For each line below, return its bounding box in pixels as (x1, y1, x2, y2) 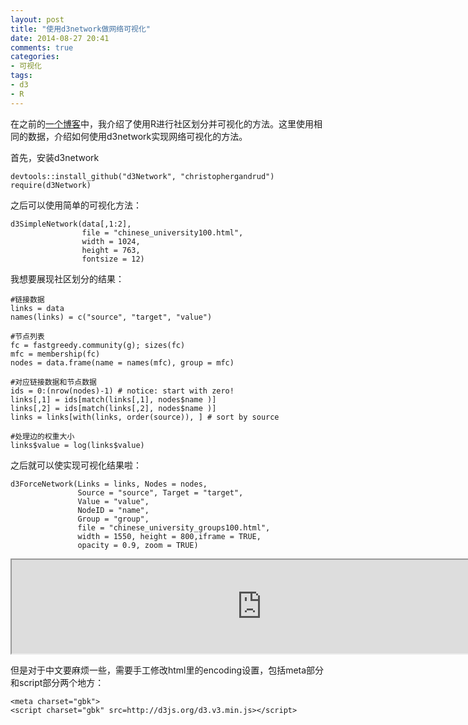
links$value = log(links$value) (10, 440, 145, 450)
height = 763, (81, 245, 141, 255)
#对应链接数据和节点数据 (10, 377, 97, 387)
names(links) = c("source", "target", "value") (10, 312, 213, 322)
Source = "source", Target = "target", (77, 487, 244, 498)
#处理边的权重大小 (10, 431, 75, 441)
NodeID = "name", (77, 505, 150, 515)
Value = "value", (77, 496, 150, 506)
